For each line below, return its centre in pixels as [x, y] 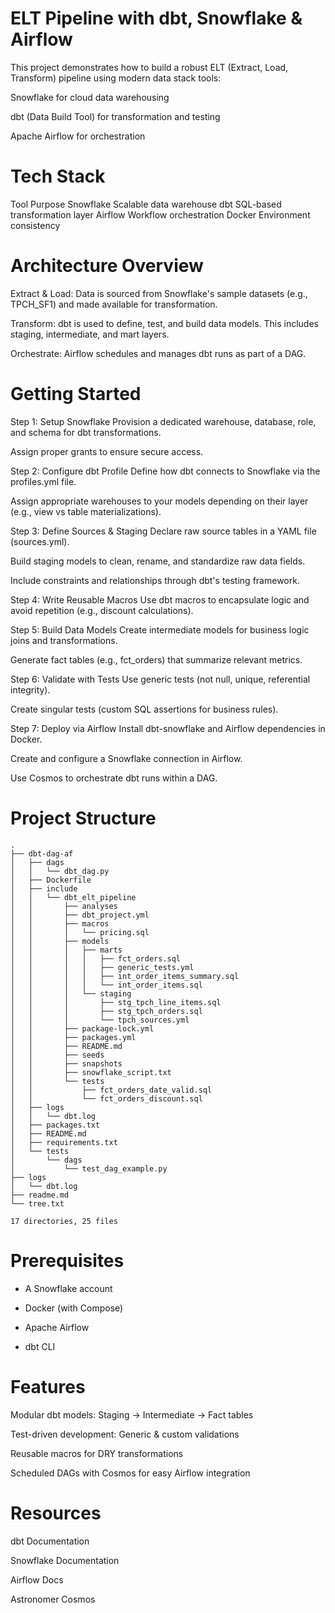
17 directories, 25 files [64, 1221]
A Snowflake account [68, 1288]
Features [48, 1386]
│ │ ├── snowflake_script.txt [91, 1072]
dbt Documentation [50, 1541]
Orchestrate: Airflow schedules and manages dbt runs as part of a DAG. [158, 353]
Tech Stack [58, 176]
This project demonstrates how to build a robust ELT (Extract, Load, [149, 67]
